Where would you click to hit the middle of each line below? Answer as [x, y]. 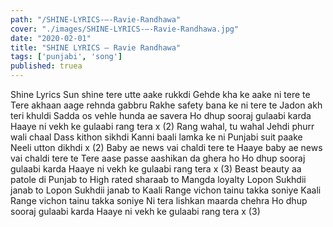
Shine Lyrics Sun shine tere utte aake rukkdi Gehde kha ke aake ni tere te [160, 94]
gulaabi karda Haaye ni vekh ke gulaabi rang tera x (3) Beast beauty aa [156, 169]
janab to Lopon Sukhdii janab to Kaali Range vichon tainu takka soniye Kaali [166, 190]
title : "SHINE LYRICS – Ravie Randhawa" [96, 47]
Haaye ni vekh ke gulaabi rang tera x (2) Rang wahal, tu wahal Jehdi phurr [162, 126]
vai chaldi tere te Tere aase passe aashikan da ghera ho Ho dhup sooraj [158, 158]
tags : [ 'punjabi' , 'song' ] [66, 57]
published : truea [46, 66]
